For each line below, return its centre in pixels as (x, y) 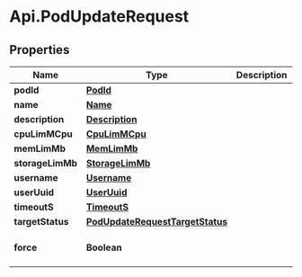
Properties (40, 50)
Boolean (104, 247)
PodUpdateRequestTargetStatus (156, 222)
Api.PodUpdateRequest (99, 17)
